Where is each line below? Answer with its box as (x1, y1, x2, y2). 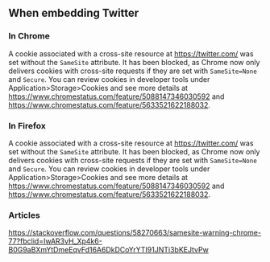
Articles (8, 209, 40, 220)
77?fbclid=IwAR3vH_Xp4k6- (8, 236, 102, 246)
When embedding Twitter (8, 6, 139, 20)
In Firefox (8, 120, 47, 131)
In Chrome (8, 31, 50, 42)
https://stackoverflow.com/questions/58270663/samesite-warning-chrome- (8, 228, 262, 238)
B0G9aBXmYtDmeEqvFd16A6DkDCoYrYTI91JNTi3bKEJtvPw (8, 245, 210, 255)
